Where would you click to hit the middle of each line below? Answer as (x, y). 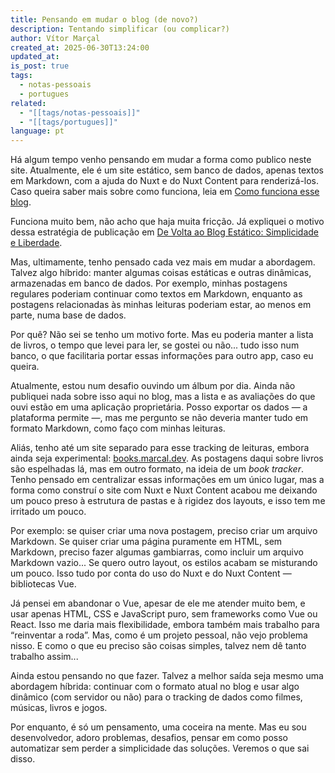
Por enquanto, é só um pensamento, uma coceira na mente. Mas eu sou (158, 727)
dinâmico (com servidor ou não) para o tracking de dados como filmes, (156, 697)
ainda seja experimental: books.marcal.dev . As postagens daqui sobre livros (167, 458)
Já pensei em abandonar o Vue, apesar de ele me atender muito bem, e (158, 603)
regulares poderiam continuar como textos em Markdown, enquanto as (156, 294)
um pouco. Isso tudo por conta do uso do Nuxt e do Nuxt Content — (151, 573)
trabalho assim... (44, 657)
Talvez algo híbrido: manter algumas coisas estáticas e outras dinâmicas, (161, 273)
